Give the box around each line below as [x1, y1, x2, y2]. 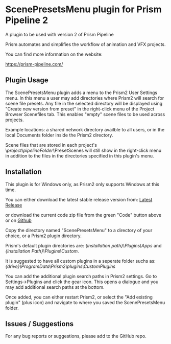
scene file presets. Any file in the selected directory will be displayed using [5, 100, 163, 106]
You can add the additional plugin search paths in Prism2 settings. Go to [5, 273, 157, 279]
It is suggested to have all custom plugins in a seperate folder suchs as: [5, 258, 156, 264]
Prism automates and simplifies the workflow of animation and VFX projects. [5, 41, 166, 47]
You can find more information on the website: [5, 51, 103, 57]
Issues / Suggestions [5, 319, 74, 328]
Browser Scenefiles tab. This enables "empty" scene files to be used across [5, 111, 165, 117]
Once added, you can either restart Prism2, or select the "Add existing [5, 294, 153, 300]
